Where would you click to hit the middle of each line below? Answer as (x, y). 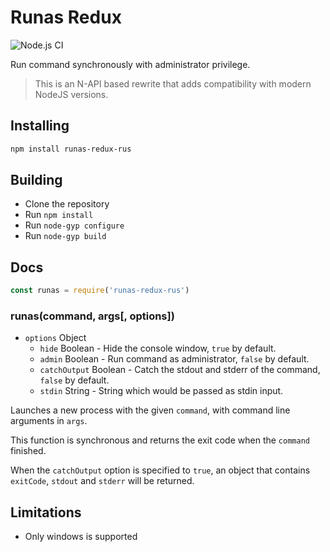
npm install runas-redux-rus (71, 149)
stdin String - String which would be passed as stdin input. (161, 391)
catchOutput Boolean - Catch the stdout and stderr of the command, (180, 370)
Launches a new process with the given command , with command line (150, 410)
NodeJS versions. (71, 94)
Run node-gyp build (65, 236)
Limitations (46, 512)
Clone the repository (67, 204)
